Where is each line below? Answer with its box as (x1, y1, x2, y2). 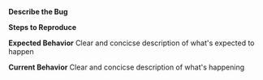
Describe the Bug (8, 7, 68, 16)
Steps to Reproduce (8, 23, 77, 32)
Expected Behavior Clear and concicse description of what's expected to (8, 38, 255, 48)
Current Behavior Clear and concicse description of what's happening (8, 62, 245, 72)
